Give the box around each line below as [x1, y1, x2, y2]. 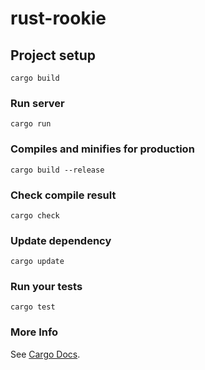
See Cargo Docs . [10, 348, 81, 360]
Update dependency [10, 233, 112, 247]
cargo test [10, 302, 56, 312]
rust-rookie [10, 7, 107, 30]
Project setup [10, 47, 97, 64]
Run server [10, 96, 65, 110]
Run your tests [10, 280, 83, 294]
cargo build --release [10, 165, 105, 175]
